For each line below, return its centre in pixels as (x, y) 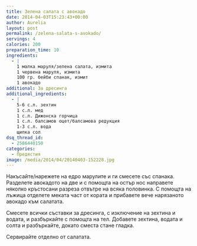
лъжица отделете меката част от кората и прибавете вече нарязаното (95, 195)
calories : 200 (24, 45)
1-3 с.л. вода (34, 127)
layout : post (22, 28)
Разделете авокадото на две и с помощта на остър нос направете (90, 183)
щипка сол (29, 132)
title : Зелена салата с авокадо (46, 12)
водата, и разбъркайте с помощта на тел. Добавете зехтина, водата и (94, 219)
